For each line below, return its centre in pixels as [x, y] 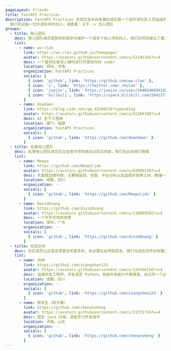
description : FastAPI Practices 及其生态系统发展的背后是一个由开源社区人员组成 [84, 19]
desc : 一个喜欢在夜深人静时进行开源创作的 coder [69, 62]
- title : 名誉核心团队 [32, 147]
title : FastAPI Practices [33, 15]
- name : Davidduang [39, 204]
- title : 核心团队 [28, 34]
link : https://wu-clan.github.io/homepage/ [70, 52]
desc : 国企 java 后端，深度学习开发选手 [62, 317]
